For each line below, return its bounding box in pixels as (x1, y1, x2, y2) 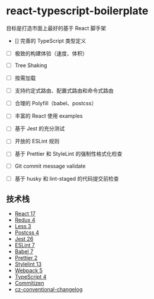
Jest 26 (14, 235, 34, 243)
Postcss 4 (14, 229, 40, 236)
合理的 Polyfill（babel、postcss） (14, 100, 97, 107)
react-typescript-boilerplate (6, 4, 149, 18)
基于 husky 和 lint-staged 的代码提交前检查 (14, 175, 120, 182)
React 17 (14, 210, 36, 218)
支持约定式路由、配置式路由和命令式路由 (14, 87, 114, 95)
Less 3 (14, 223, 31, 230)
